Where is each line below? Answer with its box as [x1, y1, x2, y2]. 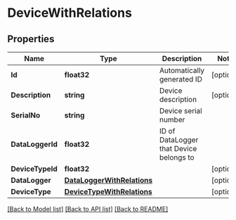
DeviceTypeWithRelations [64, 187, 152, 196]
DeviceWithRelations [7, 5, 132, 21]
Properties [7, 33, 55, 45]
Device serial [159, 106, 202, 115]
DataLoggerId [11, 139, 58, 149]
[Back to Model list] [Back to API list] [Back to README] [7, 205, 169, 213]
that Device [159, 144, 197, 153]
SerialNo [11, 110, 41, 120]
